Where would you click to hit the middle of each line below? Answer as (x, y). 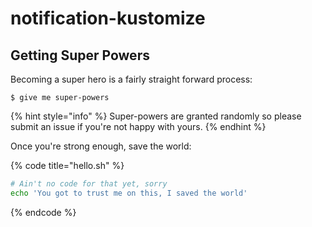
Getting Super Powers (80, 55)
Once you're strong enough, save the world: (101, 146)
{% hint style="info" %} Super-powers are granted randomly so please (156, 116)
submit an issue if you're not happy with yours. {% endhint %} (138, 126)
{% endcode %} (43, 212)
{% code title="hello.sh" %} (67, 165)
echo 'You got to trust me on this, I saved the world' (129, 193)
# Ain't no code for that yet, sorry (89, 184)
